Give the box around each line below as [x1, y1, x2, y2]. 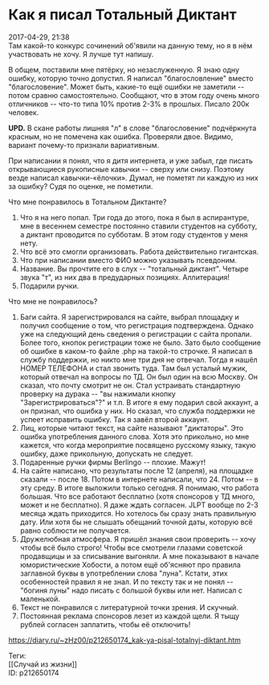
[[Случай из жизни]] [8, 659, 78, 669]
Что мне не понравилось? [8, 296, 98, 306]
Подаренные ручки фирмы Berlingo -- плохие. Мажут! [19, 457, 206, 467]
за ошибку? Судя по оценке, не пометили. [8, 181, 153, 191]
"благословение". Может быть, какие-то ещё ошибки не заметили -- [8, 82, 245, 92]
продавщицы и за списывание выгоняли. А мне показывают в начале [19, 551, 259, 560]
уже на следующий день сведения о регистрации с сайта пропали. [19, 329, 252, 338]
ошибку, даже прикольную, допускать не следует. [19, 449, 194, 458]
